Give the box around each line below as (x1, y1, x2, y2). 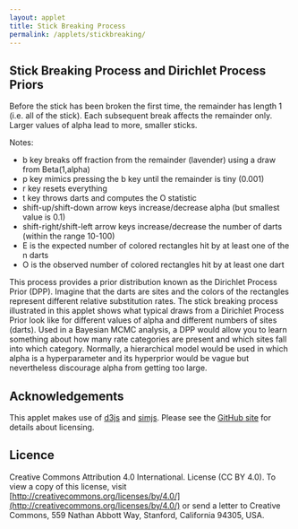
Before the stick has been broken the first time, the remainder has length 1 (9, 100, 283, 112)
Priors (9, 77, 45, 92)
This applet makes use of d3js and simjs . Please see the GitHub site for (9, 412, 271, 422)
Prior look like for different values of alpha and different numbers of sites (9, 315, 277, 325)
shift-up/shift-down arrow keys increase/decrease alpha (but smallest (21, 203, 280, 213)
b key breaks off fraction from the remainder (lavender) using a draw (21, 154, 276, 166)
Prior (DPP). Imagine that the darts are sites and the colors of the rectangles (9, 286, 289, 297)
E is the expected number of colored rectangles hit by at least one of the (21, 240, 290, 251)
